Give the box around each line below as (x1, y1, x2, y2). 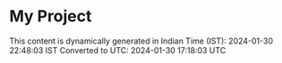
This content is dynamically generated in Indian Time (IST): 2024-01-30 (9, 35, 273, 46)
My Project (9, 6, 92, 27)
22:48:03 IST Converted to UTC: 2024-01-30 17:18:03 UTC (9, 44, 226, 55)
